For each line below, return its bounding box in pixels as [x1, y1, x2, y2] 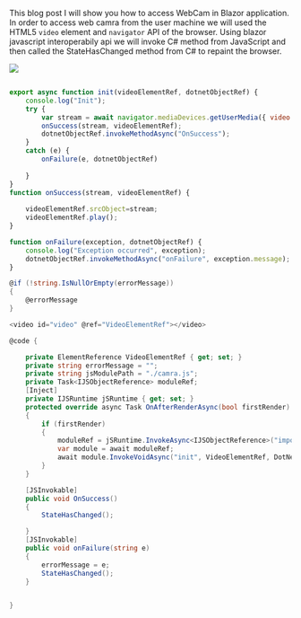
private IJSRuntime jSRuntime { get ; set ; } [25, 394, 194, 403]
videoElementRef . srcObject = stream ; [25, 205, 159, 214]
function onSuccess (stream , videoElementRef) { [9, 188, 191, 197]
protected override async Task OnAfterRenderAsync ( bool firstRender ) [25, 402, 291, 411]
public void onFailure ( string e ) [25, 543, 150, 552]
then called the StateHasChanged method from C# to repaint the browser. [9, 46, 282, 57]
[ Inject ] [25, 386, 58, 395]
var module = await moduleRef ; [56, 445, 175, 454]
